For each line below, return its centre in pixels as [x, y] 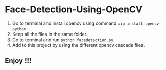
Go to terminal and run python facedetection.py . [63, 40]
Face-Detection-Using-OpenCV [74, 9]
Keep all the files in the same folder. [50, 34]
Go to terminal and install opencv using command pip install [78, 23]
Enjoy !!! [18, 61]
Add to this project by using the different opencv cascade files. [78, 45]
